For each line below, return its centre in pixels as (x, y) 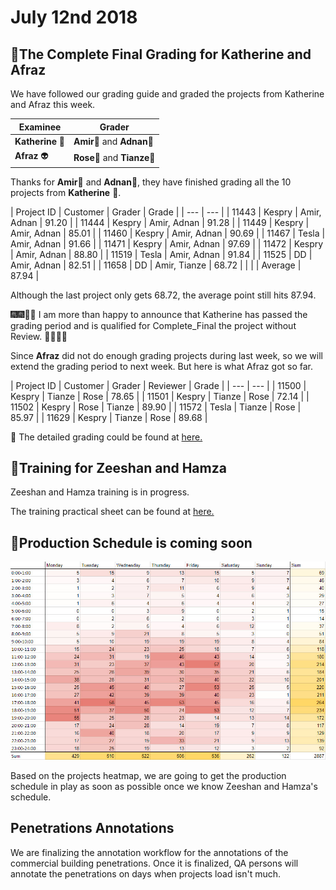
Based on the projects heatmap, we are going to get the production (148, 775)
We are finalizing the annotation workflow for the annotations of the (149, 852)
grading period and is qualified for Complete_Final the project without (153, 325)
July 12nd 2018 (74, 17)
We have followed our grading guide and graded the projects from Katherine (167, 94)
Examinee (40, 127)
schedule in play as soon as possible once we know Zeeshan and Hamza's (164, 786)
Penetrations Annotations (92, 828)
